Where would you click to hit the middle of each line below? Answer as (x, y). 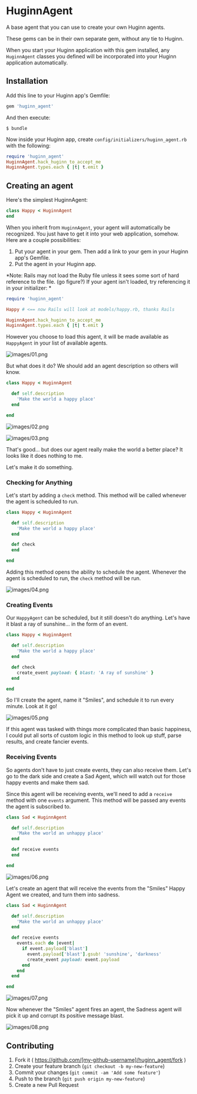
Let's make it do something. (40, 467)
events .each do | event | (46, 943)
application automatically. (37, 63)
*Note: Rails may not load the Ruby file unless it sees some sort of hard (93, 275)
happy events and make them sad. (48, 782)
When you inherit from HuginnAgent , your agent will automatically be (88, 227)
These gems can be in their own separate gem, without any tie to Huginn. (95, 38)
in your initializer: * (29, 288)
